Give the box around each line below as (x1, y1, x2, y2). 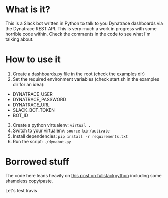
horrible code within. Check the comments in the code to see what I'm (5, 31, 151, 37)
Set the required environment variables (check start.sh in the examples (12, 76, 160, 82)
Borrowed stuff (5, 156, 69, 167)
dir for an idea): (12, 81, 45, 87)
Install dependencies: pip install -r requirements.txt (12, 133, 128, 139)
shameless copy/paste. (5, 178, 53, 184)
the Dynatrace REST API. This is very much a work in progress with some (5, 25, 157, 31)
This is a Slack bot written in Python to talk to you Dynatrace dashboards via (5, 20, 163, 26)
